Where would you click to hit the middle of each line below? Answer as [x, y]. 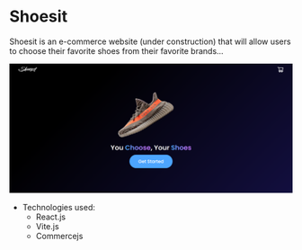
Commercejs [59, 236]
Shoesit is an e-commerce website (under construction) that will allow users [150, 41]
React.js [50, 217]
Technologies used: [59, 207]
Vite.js [48, 226]
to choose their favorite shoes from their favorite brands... [116, 50]
